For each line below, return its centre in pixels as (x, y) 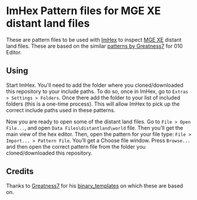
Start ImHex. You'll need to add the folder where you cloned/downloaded (95, 85)
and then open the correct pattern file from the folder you (76, 146)
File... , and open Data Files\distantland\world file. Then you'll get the (95, 127)
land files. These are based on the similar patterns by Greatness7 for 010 (94, 46)
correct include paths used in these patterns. (61, 110)
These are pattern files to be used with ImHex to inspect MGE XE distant (94, 40)
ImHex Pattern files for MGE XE (83, 11)
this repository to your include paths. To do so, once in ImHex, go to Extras (97, 91)
